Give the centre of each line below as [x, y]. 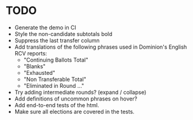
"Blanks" [35, 66]
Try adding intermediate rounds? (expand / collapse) [80, 92]
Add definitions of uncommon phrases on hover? [76, 99]
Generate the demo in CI [45, 27]
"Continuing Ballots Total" [56, 60]
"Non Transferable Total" [55, 79]
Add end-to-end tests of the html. [57, 105]
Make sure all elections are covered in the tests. [74, 111]
